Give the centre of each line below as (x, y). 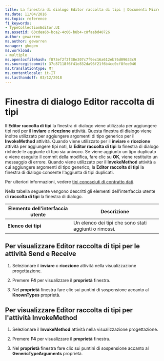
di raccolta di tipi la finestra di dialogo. (44, 196)
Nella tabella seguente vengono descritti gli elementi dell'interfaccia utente (80, 191)
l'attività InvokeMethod (41, 318)
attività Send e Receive (41, 254)
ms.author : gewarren (26, 41)
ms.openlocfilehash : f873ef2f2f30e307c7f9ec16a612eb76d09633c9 (71, 60)
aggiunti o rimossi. (94, 229)
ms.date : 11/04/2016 (26, 14)
